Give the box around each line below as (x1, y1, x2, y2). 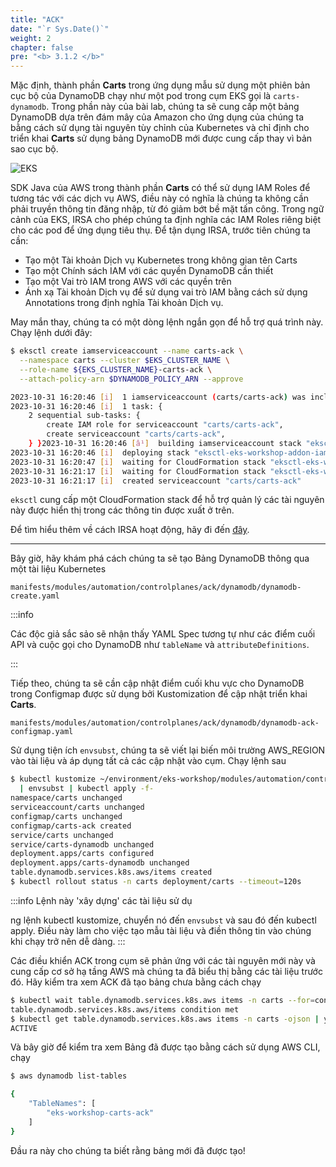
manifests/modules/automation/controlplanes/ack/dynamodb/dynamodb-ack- (10, 718, 320, 728)
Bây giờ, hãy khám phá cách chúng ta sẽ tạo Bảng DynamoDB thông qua (10, 552, 310, 565)
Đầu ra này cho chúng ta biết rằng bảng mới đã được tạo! (10, 1144, 246, 1156)
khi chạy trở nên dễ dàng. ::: (10, 935, 126, 947)
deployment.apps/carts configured (10, 849, 155, 859)
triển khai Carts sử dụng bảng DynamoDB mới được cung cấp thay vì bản (10, 132, 313, 145)
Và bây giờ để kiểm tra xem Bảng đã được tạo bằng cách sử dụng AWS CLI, (10, 1041, 321, 1053)
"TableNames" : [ (28, 1099, 97, 1109)
